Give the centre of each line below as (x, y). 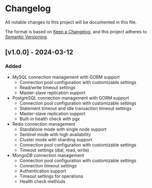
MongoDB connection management (48, 155)
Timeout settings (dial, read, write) (54, 150)
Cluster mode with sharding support (56, 139)
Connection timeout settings (48, 165)
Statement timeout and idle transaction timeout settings (76, 108)
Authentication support (43, 171)
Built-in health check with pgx (50, 119)
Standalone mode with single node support (63, 129)
